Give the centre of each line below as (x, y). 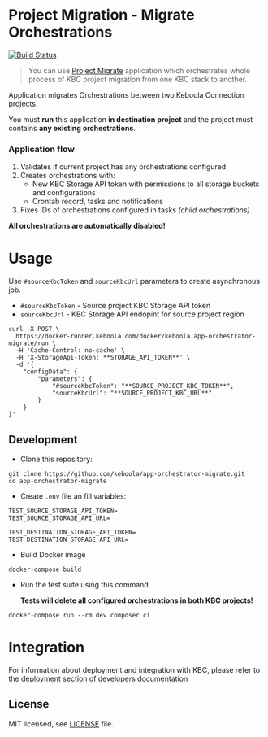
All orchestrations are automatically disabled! (87, 226)
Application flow (42, 149)
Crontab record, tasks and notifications (98, 202)
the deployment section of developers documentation (98, 678)
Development (43, 440)
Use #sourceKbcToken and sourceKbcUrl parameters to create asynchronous (134, 281)
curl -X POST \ (34, 329)
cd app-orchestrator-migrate (58, 481)
